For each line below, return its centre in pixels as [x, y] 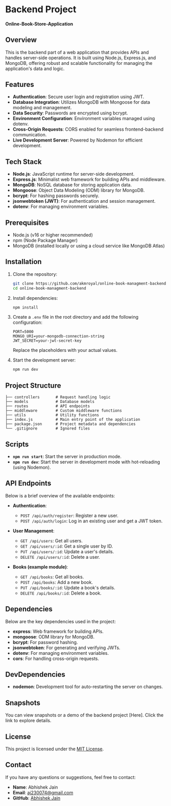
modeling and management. [42, 108]
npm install [25, 307]
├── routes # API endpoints [48, 406]
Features [20, 85]
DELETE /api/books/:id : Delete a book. [61, 593]
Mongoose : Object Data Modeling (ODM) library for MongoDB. [79, 191]
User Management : [33, 531]
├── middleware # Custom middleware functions [64, 411]
